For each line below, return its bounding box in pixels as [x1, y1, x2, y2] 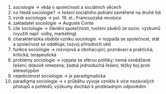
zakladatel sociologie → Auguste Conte [12, 20, 94, 26]
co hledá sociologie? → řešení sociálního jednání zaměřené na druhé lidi [12, 9, 162, 15]
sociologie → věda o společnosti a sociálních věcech [12, 4, 122, 10]
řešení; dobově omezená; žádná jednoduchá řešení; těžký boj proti [12, 62, 150, 68]
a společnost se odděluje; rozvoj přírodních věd [12, 41, 111, 47]
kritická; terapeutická [12, 52, 57, 58]
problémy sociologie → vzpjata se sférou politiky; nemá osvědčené [12, 57, 151, 63]
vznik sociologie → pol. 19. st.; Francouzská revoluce [12, 15, 122, 20]
